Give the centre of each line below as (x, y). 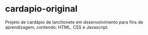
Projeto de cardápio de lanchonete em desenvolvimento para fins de (74, 22)
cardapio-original (41, 9)
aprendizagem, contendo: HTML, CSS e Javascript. (57, 27)
